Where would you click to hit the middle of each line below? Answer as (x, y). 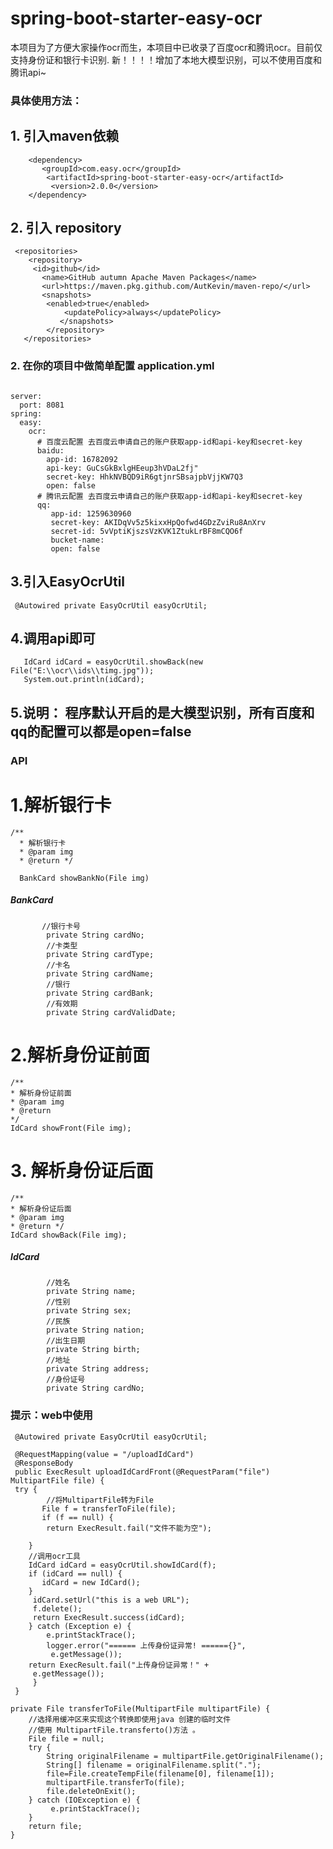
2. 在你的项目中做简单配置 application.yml (112, 366)
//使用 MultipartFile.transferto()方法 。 (114, 1730)
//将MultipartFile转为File (100, 1500)
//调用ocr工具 (54, 1556)
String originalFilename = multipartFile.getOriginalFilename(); (185, 1756)
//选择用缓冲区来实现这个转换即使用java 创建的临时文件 (130, 1719)
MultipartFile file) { (57, 1480)
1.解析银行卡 (61, 804)
